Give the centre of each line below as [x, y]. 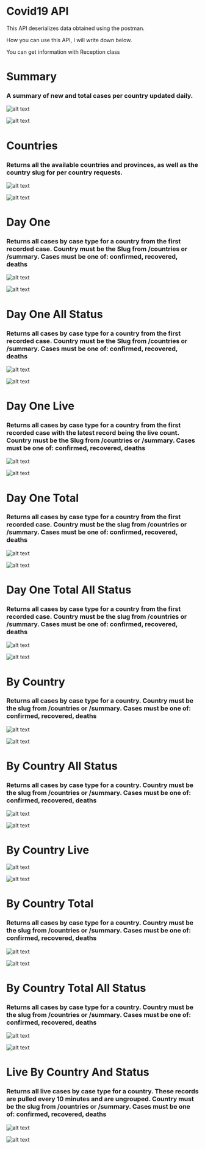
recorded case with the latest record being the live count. [93, 432]
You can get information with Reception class [63, 52]
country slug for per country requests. [65, 172]
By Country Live [48, 850]
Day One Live [41, 406]
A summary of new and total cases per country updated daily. [100, 96]
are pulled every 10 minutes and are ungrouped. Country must [100, 1099]
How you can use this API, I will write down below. [69, 40]
